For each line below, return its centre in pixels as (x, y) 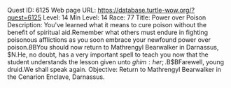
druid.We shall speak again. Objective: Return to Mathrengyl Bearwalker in (114, 69)
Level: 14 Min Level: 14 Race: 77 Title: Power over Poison (125, 17)
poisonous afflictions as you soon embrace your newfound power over (109, 40)
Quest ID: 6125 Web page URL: (52, 10)
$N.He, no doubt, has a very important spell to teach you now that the (108, 54)
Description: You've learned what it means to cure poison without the (107, 25)
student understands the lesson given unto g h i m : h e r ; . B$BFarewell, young (115, 62)
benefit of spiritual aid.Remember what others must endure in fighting (108, 32)
